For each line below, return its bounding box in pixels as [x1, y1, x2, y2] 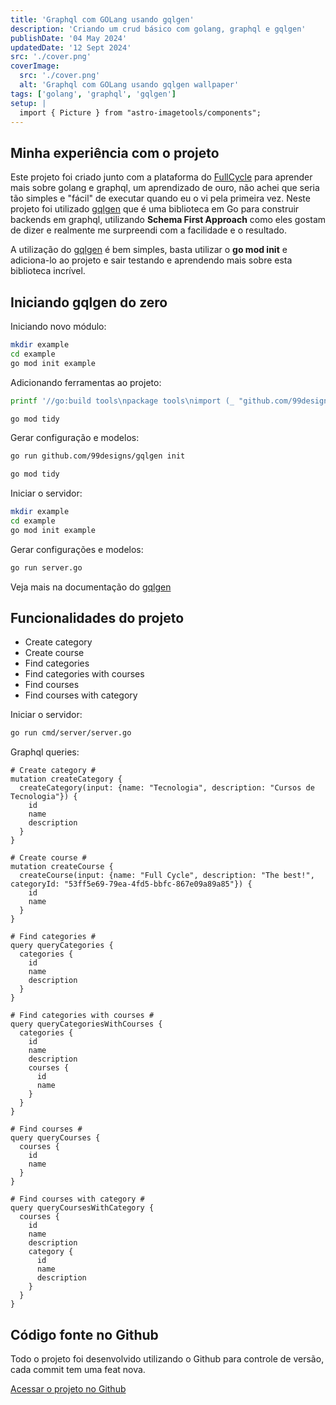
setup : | [10, 98, 47, 108]
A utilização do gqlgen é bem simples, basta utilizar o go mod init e [10, 244, 288, 256]
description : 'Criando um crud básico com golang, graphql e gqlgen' [10, 24, 307, 34]
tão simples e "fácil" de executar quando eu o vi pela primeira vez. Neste [10, 192, 311, 205]
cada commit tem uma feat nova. [10, 1364, 146, 1376]
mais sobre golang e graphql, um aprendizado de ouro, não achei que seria [10, 182, 320, 194]
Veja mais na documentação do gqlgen [10, 581, 172, 593]
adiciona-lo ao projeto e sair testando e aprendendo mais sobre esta [10, 254, 293, 266]
